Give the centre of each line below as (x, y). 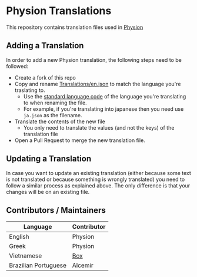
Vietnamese (26, 256)
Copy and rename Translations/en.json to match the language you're (98, 84)
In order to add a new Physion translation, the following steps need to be (94, 60)
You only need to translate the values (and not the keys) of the (99, 127)
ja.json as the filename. (53, 115)
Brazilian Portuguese (38, 265)
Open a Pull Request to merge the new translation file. (80, 140)
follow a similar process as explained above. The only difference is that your (98, 185)
